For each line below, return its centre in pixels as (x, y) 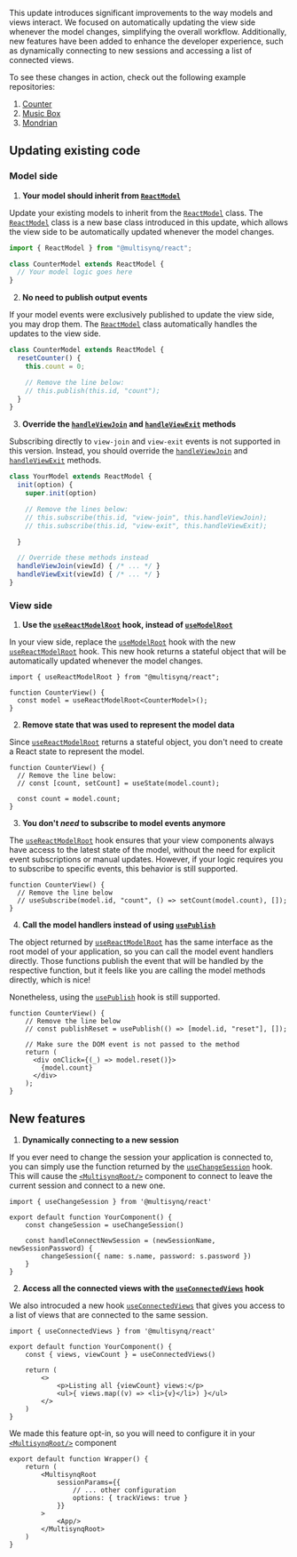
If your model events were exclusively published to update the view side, (142, 315)
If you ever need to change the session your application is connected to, (141, 1157)
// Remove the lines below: (77, 509)
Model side (34, 176)
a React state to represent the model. (77, 751)
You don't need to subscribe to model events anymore (124, 823)
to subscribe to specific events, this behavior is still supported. (124, 869)
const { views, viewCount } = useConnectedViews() (121, 1355)
